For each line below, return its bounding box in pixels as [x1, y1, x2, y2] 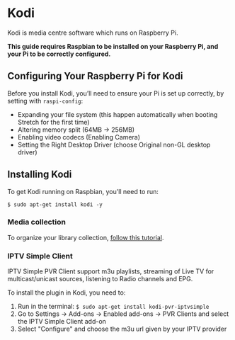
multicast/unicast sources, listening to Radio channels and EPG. [7, 275, 193, 283]
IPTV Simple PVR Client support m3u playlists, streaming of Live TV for [7, 267, 214, 276]
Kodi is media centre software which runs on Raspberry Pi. [7, 28, 178, 37]
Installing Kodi [7, 169, 72, 181]
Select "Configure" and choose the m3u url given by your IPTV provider [17, 324, 227, 334]
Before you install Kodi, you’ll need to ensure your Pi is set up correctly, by [7, 89, 224, 97]
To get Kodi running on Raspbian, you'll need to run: [7, 187, 159, 195]
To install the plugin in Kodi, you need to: [7, 288, 126, 297]
